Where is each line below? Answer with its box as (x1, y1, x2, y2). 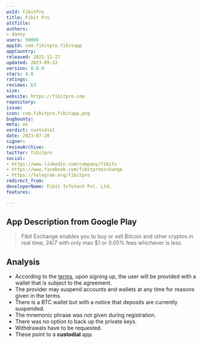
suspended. (14, 305, 45, 313)
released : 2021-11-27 (6, 54, 61, 60)
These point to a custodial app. (14, 331, 93, 338)
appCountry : (6, 48, 36, 55)
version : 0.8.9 (6, 65, 45, 71)
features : (6, 189, 31, 195)
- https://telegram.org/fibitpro (6, 172, 90, 179)
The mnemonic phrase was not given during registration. (14, 311, 156, 319)
